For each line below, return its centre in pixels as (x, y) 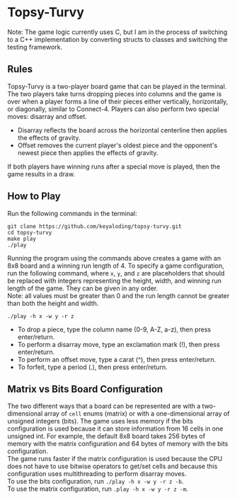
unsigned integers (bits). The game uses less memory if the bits (100, 421)
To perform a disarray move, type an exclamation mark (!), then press (119, 344)
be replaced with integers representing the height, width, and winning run (114, 280)
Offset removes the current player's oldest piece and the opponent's (117, 145)
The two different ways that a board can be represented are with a (104, 406)
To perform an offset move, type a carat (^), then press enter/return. (117, 359)
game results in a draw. (41, 174)
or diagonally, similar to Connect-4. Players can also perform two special (113, 109)
